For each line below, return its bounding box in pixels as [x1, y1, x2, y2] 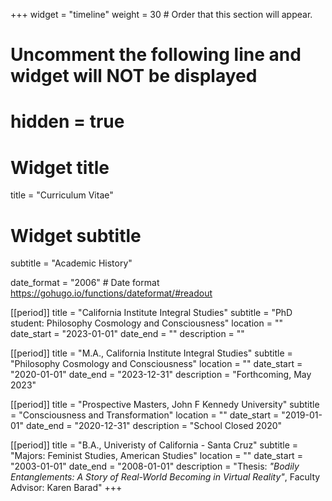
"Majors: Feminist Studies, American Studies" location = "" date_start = [10, 450, 303, 462]
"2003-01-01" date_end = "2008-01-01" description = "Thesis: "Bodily [10, 460, 300, 473]
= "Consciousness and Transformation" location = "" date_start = [10, 409, 280, 421]
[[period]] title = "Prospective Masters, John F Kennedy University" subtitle [10, 399, 320, 411]
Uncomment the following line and [10, 44, 302, 66]
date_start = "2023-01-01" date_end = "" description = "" [10, 328, 245, 340]
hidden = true [10, 110, 125, 133]
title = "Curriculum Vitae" [10, 189, 114, 201]
